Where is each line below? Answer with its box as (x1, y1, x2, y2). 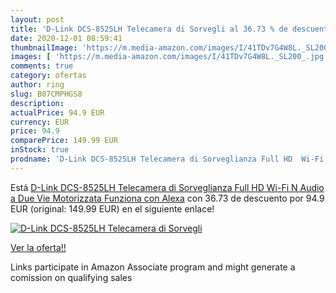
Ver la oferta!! (10, 241, 67, 253)
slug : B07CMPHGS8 (10, 89, 83, 99)
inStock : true (10, 145, 70, 155)
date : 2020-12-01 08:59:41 (10, 33, 123, 43)
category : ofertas (10, 71, 87, 81)
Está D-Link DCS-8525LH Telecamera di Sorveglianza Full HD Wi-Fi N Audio (10, 181, 325, 193)
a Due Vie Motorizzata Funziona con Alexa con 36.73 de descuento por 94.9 (10, 192, 325, 204)
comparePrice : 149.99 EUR (10, 136, 118, 146)
